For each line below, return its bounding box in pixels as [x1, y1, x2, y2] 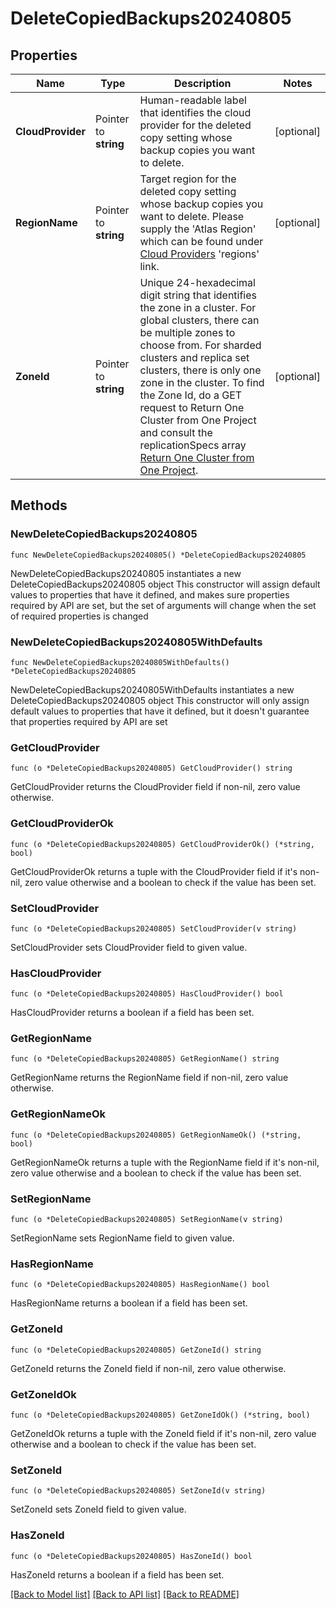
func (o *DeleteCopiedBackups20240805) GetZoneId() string [10, 1345, 262, 1355]
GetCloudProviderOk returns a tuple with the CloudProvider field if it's [10, 865, 298, 877]
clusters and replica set [139, 351, 250, 364]
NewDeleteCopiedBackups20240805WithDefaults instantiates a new [10, 683, 295, 696]
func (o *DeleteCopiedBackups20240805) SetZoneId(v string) [10, 1486, 267, 1496]
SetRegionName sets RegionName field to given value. [10, 1232, 235, 1244]
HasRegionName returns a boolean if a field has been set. [10, 1297, 248, 1309]
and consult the [139, 426, 213, 439]
